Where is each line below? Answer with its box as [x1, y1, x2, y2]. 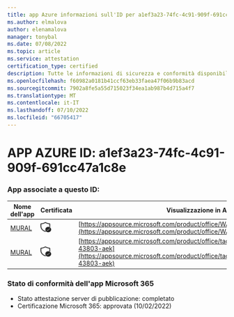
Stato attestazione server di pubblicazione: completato [17, 295, 175, 303]
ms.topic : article [7, 48, 61, 55]
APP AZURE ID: [7, 145, 96, 161]
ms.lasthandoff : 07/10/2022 [7, 107, 89, 114]
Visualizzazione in [166, 206, 221, 215]
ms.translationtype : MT [7, 92, 77, 99]
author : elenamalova [7, 26, 68, 33]
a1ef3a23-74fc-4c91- [98, 145, 225, 161]
